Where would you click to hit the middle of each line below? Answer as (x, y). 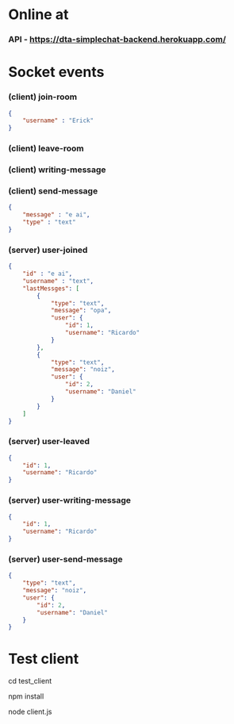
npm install (26, 696)
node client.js (30, 712)
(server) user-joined (48, 250)
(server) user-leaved (49, 442)
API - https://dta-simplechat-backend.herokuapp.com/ (117, 40)
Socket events (56, 72)
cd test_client (30, 681)
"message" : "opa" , (81, 311)
